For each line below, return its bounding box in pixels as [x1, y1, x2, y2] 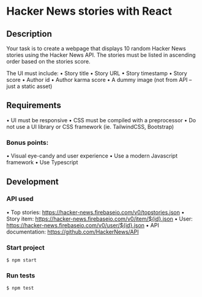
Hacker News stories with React [6, 4, 173, 18]
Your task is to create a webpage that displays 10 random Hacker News [6, 45, 186, 52]
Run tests [6, 271, 36, 280]
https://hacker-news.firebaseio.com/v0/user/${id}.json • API [6, 221, 159, 229]
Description [6, 29, 52, 39]
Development [6, 176, 59, 187]
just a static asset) [6, 82, 53, 90]
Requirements [6, 100, 61, 111]
